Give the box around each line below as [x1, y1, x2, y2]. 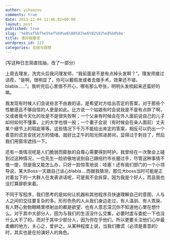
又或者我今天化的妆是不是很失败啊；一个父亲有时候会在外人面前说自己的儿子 [5, 112, 165, 119]
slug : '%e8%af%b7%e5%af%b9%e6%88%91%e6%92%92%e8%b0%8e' [5, 31, 125, 36]
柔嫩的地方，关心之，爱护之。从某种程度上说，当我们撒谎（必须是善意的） [5, 223, 160, 229]
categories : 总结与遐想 [5, 45, 52, 50]
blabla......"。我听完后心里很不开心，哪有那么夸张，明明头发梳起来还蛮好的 [5, 83, 160, 89]
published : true [5, 26, 39, 31]
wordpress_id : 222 [5, 41, 44, 46]
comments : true [5, 12, 37, 17]
